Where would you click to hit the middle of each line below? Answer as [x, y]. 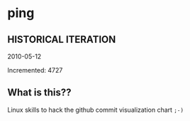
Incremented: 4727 [35, 70]
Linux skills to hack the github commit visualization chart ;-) [96, 110]
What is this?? [39, 93]
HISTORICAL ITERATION [62, 40]
